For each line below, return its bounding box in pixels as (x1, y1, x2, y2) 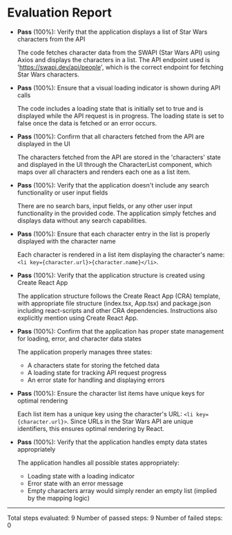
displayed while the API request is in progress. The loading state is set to (17, 112, 224, 120)
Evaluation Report (7, 5, 112, 21)
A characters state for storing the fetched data (27, 361, 160, 370)
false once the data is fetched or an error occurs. (17, 119, 157, 127)
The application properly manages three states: (17, 347, 153, 356)
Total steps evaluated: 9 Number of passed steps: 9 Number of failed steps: (7, 514, 223, 522)
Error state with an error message (27, 479, 124, 487)
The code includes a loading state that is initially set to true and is (17, 104, 204, 112)
